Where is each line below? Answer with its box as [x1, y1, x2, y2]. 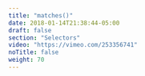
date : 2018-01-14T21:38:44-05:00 [8, 19, 120, 27]
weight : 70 [8, 56, 45, 64]
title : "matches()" [8, 11, 74, 20]
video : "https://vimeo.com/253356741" [8, 41, 138, 49]
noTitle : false [8, 48, 59, 56]
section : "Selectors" [8, 33, 81, 42]
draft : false [8, 26, 52, 34]
